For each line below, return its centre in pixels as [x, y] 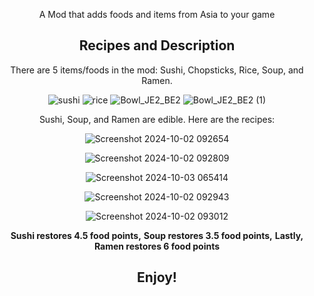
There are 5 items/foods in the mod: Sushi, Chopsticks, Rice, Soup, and [157, 70]
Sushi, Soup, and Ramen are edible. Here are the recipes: [157, 119]
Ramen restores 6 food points [157, 246]
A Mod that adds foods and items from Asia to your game [157, 14]
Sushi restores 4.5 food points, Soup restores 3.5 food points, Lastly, [157, 235]
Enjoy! [157, 277]
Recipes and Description [157, 45]
